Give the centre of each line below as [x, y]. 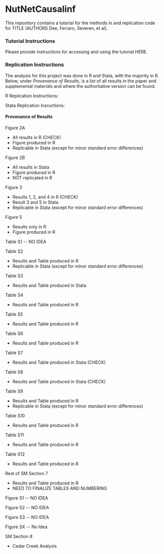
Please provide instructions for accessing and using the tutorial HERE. [76, 52]
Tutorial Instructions [30, 41]
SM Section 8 [19, 536]
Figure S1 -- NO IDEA [27, 498]
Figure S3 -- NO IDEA [27, 517]
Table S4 [14, 295]
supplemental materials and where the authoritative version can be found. [81, 86]
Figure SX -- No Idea [27, 527]
